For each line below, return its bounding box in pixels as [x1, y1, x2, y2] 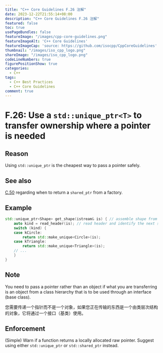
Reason [5, 149, 29, 158]
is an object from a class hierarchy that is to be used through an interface [5, 289, 152, 295]
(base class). [5, 294, 31, 300]
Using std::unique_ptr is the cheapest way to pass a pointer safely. [5, 163, 141, 168]
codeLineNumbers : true [5, 57, 51, 62]
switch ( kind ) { [14, 225, 47, 230]
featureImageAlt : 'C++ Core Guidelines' [5, 39, 88, 44]
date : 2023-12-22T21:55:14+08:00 [5, 12, 73, 17]
